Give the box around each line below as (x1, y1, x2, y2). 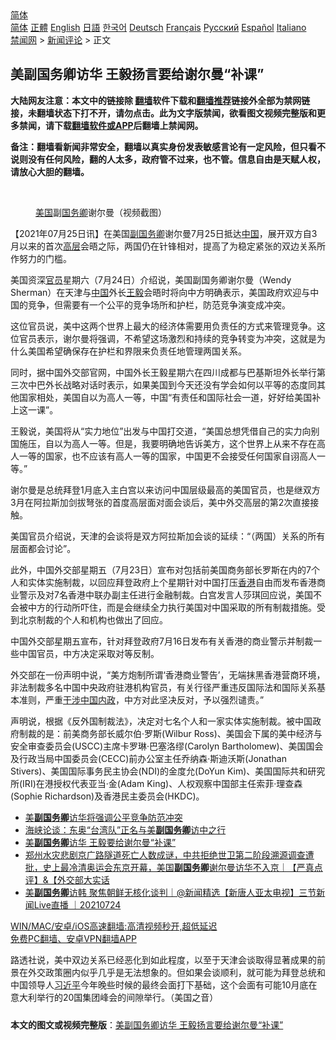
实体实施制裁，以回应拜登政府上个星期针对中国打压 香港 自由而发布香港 (27, 576, 317, 588)
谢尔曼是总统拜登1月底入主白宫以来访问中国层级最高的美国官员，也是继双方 (10, 483, 321, 496)
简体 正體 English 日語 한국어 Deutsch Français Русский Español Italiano (10, 22, 307, 33)
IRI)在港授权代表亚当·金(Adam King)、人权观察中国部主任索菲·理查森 (22, 777, 303, 789)
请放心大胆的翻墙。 (10, 165, 90, 177)
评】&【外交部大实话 (24, 873, 110, 886)
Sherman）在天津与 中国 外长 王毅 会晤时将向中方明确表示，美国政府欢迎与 (10, 286, 311, 298)
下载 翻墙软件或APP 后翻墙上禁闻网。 (53, 119, 204, 131)
